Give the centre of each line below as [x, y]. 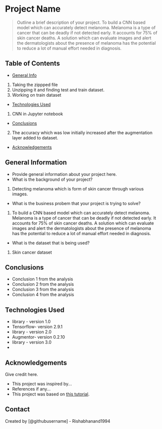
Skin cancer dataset [32, 252]
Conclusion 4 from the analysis [43, 294]
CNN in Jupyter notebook [37, 114]
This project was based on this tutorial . [51, 394]
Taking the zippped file [35, 85]
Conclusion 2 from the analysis [43, 284]
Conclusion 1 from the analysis [43, 279]
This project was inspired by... [42, 384]
